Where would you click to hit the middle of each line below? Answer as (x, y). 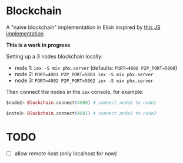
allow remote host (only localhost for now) (66, 153)
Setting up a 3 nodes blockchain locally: (54, 56)
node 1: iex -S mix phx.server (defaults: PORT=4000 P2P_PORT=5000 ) (96, 68)
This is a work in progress (38, 45)
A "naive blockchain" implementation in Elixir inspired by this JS (83, 27)
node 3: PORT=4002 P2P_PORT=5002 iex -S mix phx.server (84, 80)
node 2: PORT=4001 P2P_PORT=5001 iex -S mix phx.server (84, 74)
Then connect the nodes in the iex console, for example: (75, 92)
